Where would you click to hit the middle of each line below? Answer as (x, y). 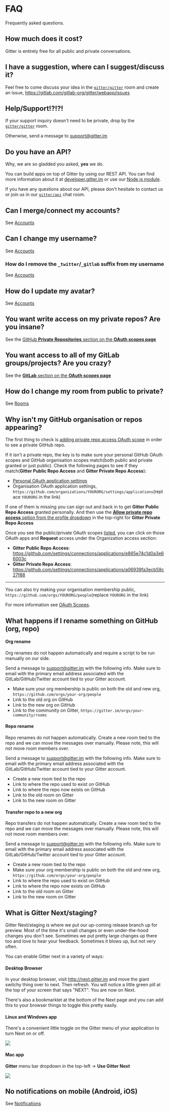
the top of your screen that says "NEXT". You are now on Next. (70, 990)
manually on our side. (28, 658)
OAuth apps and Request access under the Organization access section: (81, 538)
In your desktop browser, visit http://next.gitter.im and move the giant (77, 979)
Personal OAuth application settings (50, 481)
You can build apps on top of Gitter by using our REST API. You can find (80, 174)
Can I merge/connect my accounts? (63, 210)
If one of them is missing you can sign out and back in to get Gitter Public (82, 507)
